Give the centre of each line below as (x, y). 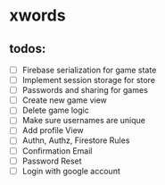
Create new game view (64, 100)
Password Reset (52, 161)
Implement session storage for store (89, 80)
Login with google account (71, 171)
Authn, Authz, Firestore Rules (76, 140)
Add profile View (53, 130)
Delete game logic (55, 110)
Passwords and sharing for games (85, 90)
